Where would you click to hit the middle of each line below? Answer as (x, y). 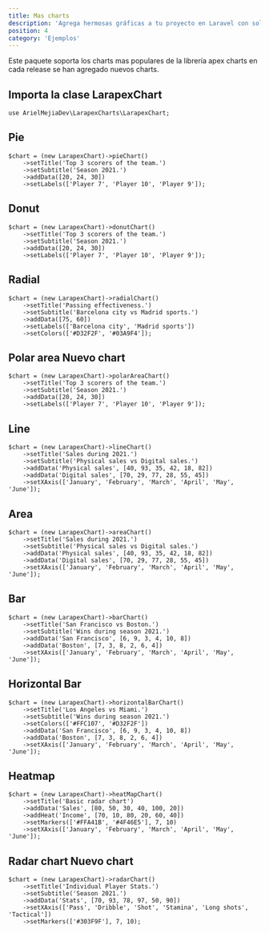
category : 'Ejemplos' (44, 38)
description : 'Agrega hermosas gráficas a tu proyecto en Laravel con (128, 23)
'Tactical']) (30, 915)
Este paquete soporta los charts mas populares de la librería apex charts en (133, 61)
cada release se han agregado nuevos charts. (84, 70)
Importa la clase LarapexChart (85, 94)
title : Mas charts (39, 16)
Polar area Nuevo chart (67, 357)
